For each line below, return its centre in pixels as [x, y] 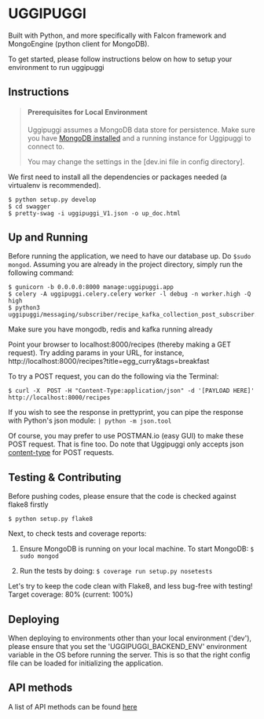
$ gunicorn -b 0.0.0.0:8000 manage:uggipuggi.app [91, 288]
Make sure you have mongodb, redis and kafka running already [111, 329]
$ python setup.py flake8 [50, 519]
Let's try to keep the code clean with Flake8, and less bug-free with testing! [130, 586]
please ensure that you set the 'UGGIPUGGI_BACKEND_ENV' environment [128, 646]
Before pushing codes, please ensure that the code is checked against [123, 497]
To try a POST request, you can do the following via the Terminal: [114, 376]
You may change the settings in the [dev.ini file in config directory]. [136, 161]
